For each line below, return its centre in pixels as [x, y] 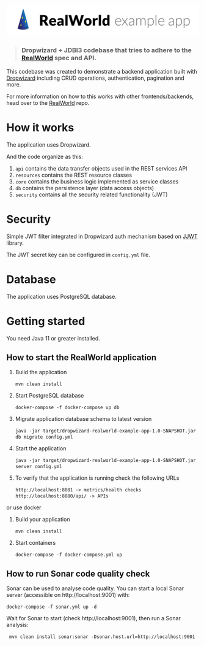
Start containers [35, 543]
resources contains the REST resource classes [74, 175]
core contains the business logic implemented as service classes [97, 181]
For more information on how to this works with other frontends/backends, [100, 96]
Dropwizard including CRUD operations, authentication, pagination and [95, 78]
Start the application [41, 448]
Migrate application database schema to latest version [83, 419]
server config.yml [38, 467]
